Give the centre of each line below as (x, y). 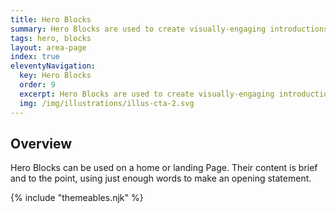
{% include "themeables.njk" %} (77, 198)
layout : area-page (48, 47)
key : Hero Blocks (55, 76)
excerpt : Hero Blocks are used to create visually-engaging (147, 94)
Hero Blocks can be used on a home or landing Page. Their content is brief (164, 168)
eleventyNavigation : (53, 66)
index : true (35, 57)
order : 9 (37, 85)
